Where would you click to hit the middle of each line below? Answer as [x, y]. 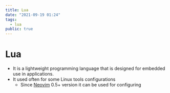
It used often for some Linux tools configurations [64, 79]
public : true [19, 29]
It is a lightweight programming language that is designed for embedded [89, 68]
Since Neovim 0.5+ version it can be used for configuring [81, 85]
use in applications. [33, 74]
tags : [11, 19]
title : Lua [17, 10]
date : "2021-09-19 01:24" [33, 15]
